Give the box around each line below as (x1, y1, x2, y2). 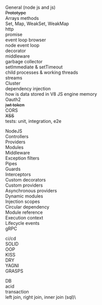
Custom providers (5, 182, 43, 188)
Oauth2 (5, 96, 21, 103)
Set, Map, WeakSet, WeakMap (5, 20, 69, 27)
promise (5, 32, 23, 37)
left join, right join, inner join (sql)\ (5, 294, 76, 300)
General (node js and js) (5, 5, 56, 10)
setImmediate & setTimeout (5, 64, 63, 70)
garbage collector (5, 59, 43, 64)
